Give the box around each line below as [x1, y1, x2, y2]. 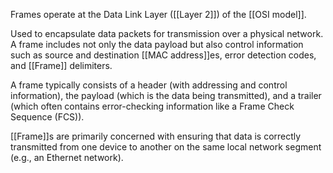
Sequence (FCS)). [10, 111, 85, 123]
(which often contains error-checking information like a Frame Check [10, 100, 295, 112]
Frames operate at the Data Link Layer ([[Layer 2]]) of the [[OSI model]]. [10, 9, 307, 20]
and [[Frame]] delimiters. [10, 60, 113, 71]
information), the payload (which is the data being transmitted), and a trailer [10, 90, 322, 101]
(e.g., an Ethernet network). [10, 152, 124, 163]
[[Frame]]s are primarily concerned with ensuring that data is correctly [10, 130, 302, 142]
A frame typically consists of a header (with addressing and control [10, 79, 288, 91]
